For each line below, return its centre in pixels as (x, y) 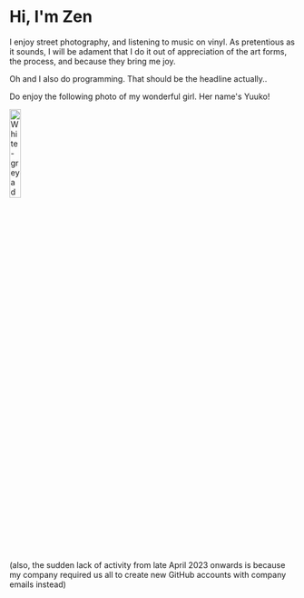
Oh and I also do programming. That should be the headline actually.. (138, 78)
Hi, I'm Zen (51, 17)
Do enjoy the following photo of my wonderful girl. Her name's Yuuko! (140, 96)
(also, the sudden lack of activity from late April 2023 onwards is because (147, 564)
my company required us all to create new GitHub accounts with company (148, 574)
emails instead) (38, 584)
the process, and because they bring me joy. (93, 61)
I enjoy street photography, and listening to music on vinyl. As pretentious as (152, 42)
